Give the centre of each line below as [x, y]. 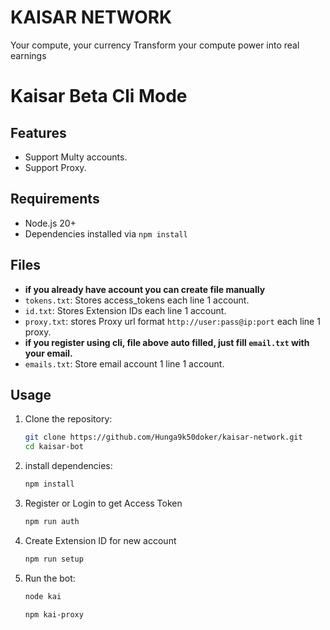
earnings [28, 55]
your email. [48, 353]
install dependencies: [68, 466]
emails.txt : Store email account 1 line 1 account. [124, 363]
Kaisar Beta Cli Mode [99, 96]
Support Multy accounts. [76, 157]
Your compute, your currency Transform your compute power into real [155, 45]
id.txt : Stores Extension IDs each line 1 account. [125, 310]
